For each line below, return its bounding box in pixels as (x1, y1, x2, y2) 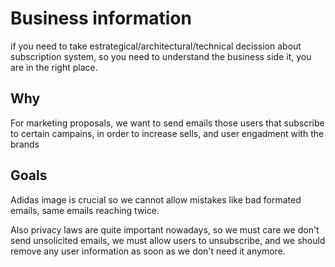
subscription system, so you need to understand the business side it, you (10, 50, 312, 62)
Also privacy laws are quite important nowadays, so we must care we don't (10, 223, 320, 236)
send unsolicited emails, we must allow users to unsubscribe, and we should (10, 234, 326, 246)
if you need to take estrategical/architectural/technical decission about (10, 40, 302, 52)
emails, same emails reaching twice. (10, 204, 160, 216)
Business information (10, 7, 192, 30)
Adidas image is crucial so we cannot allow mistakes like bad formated (10, 193, 302, 206)
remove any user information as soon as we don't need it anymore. (10, 245, 286, 257)
